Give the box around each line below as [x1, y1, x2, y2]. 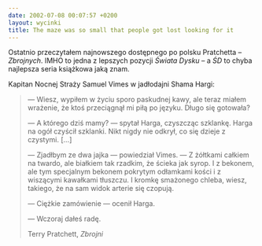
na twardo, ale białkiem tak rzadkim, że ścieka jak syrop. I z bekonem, [27, 159, 254, 168]
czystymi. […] [27, 135, 72, 145]
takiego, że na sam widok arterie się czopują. [27, 184, 175, 193]
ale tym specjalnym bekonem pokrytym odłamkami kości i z [27, 167, 222, 177]
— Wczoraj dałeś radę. [27, 214, 101, 224]
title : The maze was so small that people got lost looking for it [8, 26, 234, 34]
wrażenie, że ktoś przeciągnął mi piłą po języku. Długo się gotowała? [27, 103, 250, 112]
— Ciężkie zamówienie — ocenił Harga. [27, 199, 156, 208]
